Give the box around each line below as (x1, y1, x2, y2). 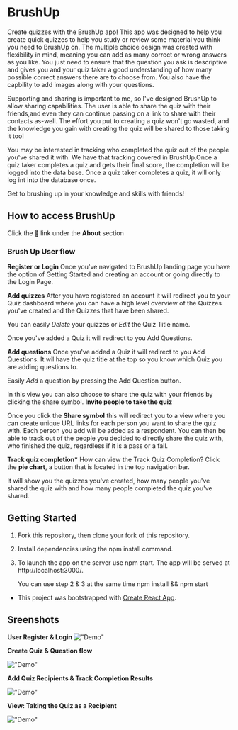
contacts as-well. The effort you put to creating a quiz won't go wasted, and (7, 116, 229, 125)
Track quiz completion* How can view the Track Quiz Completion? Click (7, 455, 220, 464)
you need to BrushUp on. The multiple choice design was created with (7, 43, 212, 51)
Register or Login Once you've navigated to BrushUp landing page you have (7, 263, 231, 271)
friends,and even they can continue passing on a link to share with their (7, 109, 216, 118)
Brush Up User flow (7, 246, 76, 256)
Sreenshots (7, 614, 59, 626)
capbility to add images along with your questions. (7, 80, 154, 89)
